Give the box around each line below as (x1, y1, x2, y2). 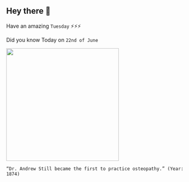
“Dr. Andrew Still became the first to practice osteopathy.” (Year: (6, 166, 184, 172)
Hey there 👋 (6, 6, 51, 16)
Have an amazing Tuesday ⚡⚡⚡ (6, 22, 82, 29)
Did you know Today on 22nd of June (6, 36, 98, 43)
